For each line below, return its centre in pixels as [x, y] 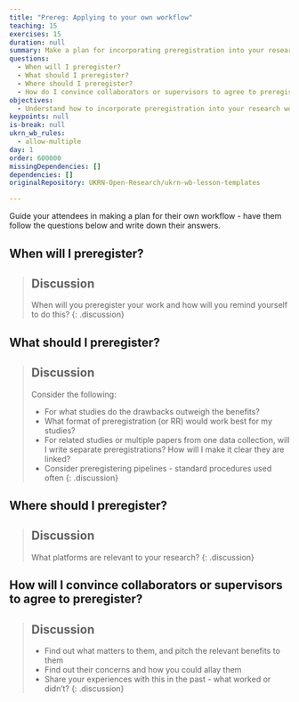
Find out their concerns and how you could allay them [143, 669]
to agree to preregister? [76, 599]
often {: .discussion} [81, 478]
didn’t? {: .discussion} [84, 688]
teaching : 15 [33, 26]
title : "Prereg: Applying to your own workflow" [101, 17]
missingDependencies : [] [55, 166]
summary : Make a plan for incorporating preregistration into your [137, 51]
